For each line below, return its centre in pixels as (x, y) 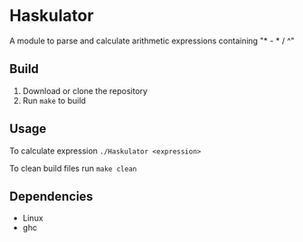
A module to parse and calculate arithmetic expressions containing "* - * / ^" (152, 41)
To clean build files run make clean (73, 168)
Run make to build (54, 100)
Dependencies (51, 196)
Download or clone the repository (85, 90)
